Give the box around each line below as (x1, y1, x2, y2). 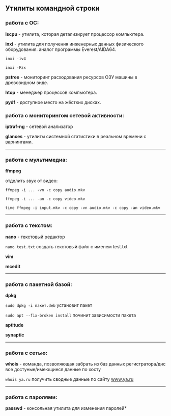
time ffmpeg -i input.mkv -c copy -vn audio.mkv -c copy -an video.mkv (5, 205, 160, 211)
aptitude (5, 322, 24, 328)
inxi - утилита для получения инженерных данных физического (5, 41, 144, 47)
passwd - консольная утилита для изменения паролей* (5, 405, 127, 411)
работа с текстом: (5, 222, 53, 229)
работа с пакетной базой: (5, 280, 72, 288)
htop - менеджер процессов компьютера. (5, 89, 98, 95)
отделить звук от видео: (5, 178, 58, 184)
